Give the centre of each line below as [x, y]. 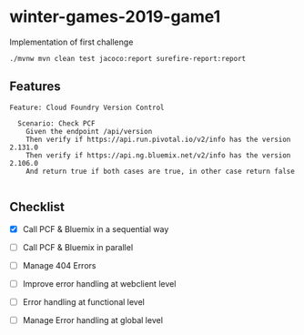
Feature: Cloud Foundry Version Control [87, 107]
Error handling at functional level [84, 301]
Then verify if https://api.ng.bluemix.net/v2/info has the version [158, 155]
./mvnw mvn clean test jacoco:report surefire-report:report [128, 58]
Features [35, 87]
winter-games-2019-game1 [115, 17]
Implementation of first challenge [71, 42]
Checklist [37, 207]
